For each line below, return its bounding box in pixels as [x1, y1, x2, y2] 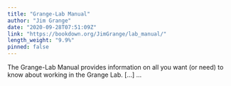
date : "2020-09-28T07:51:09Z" [7, 23, 97, 31]
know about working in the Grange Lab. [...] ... [7, 70, 142, 79]
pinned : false [7, 43, 50, 50]
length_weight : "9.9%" [7, 37, 75, 44]
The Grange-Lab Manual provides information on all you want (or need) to [7, 63, 224, 71]
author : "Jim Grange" [7, 17, 72, 24]
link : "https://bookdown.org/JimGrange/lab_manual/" [7, 30, 167, 38]
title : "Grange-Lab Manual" [7, 10, 91, 18]
